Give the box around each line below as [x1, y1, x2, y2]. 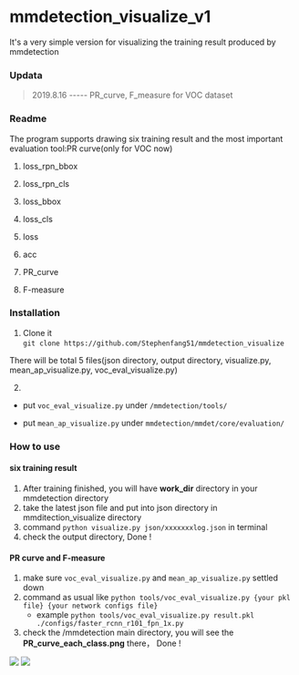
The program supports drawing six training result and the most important [9, 133, 284, 144]
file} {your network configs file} [22, 601, 159, 611]
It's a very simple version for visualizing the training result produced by [9, 36, 276, 47]
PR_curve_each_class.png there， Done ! [22, 638, 181, 649]
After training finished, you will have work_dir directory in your [22, 483, 258, 494]
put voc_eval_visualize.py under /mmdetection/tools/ [22, 399, 228, 411]
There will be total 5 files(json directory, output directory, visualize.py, [9, 354, 272, 365]
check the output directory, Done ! [22, 531, 152, 542]
